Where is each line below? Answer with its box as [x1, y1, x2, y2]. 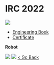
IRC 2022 [5, 3, 45, 14]
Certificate [12, 34, 34, 40]
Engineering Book [12, 28, 49, 35]
